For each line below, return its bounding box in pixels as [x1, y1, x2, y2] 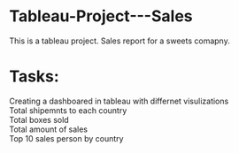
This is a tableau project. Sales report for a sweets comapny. [9, 35, 230, 46]
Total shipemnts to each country [9, 104, 127, 116]
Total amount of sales [9, 124, 89, 134]
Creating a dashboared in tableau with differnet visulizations [9, 96, 229, 106]
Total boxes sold [9, 114, 69, 125]
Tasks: [9, 66, 59, 87]
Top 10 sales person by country [9, 133, 124, 143]
